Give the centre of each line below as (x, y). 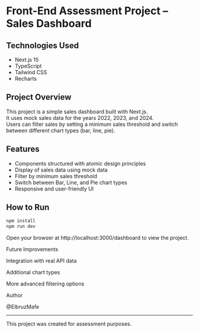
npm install (21, 221)
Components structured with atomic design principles (80, 163)
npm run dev (21, 227)
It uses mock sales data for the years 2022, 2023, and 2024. (80, 118)
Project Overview (39, 97)
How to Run (28, 207)
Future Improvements (32, 249)
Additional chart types (33, 272)
